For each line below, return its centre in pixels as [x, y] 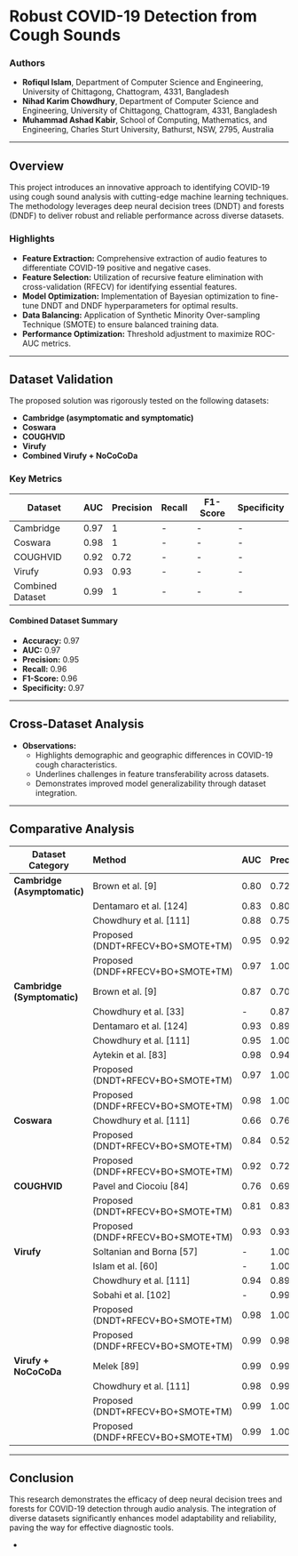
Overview [37, 166]
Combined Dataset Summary [63, 621]
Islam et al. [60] [125, 1266]
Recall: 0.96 [44, 669]
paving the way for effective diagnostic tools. [92, 1528]
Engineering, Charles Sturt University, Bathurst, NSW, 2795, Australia [148, 130]
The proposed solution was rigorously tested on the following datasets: [139, 401]
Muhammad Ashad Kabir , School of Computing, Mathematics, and [145, 120]
